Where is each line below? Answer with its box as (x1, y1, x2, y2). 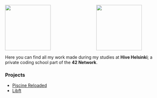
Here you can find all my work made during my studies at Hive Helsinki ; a (5, 54, 153, 60)
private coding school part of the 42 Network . (5, 60, 98, 65)
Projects (5, 71, 25, 78)
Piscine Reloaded (12, 82, 47, 88)
